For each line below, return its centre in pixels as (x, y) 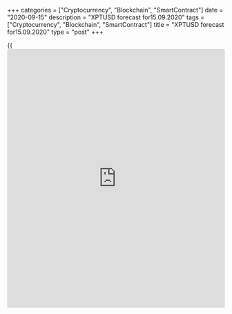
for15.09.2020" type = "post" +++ (55, 32)
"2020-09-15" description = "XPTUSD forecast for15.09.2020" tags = (106, 17)
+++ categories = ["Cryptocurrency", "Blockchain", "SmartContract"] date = (115, 10)
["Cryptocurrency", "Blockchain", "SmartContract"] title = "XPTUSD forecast (116, 24)
